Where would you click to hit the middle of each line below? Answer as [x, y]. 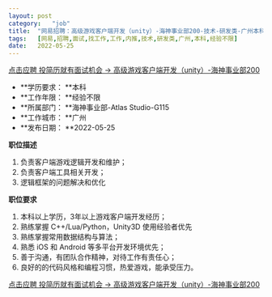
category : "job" [39, 23]
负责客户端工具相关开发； [63, 172]
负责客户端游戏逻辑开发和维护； [73, 162]
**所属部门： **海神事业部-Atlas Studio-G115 [95, 108]
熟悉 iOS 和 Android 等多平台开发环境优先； [93, 247]
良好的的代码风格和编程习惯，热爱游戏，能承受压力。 [109, 267]
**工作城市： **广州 [53, 117]
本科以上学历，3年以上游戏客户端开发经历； [93, 217]
